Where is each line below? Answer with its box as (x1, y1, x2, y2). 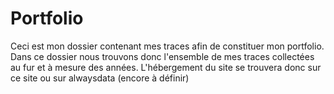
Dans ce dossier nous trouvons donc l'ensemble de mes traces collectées (10, 50, 315, 62)
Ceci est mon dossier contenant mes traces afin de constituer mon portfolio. (10, 40, 325, 52)
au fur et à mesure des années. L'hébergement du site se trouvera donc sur (10, 61, 322, 73)
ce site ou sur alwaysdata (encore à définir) (10, 72, 190, 84)
